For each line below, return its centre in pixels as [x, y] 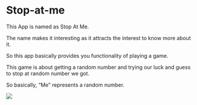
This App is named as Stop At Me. [47, 27]
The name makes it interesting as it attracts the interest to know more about [99, 38]
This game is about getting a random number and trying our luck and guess [99, 67]
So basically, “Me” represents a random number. [65, 85]
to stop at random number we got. [48, 73]
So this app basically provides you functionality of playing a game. [87, 55]
